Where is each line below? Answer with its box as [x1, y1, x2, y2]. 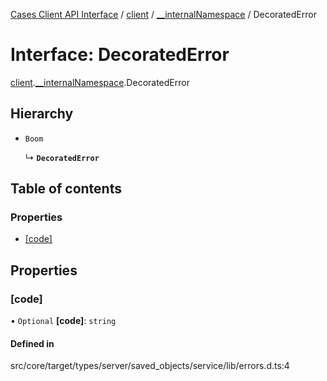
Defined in [10, 337, 55, 349]
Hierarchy [10, 105, 74, 123]
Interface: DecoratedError [10, 44, 230, 66]
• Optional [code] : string [10, 315, 117, 327]
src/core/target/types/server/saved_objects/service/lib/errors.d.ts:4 [10, 360, 290, 372]
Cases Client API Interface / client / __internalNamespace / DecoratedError [10, 9, 317, 20]
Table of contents [10, 180, 122, 198]
